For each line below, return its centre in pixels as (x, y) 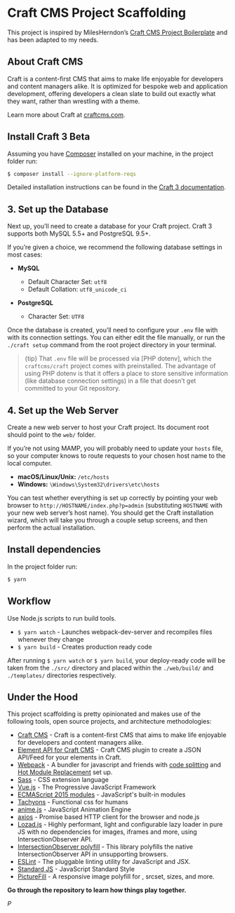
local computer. (30, 464)
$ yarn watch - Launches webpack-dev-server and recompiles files (115, 632)
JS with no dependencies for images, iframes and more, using (107, 832)
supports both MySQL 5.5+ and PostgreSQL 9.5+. (79, 234)
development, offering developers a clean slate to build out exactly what (112, 93)
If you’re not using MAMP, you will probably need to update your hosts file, (115, 448)
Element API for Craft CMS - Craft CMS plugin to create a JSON (109, 750)
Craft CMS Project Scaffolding (97, 13)
